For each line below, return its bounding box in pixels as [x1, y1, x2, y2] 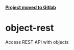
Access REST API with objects [5, 39, 69, 45]
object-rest [5, 22, 54, 34]
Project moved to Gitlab [5, 5, 56, 10]
